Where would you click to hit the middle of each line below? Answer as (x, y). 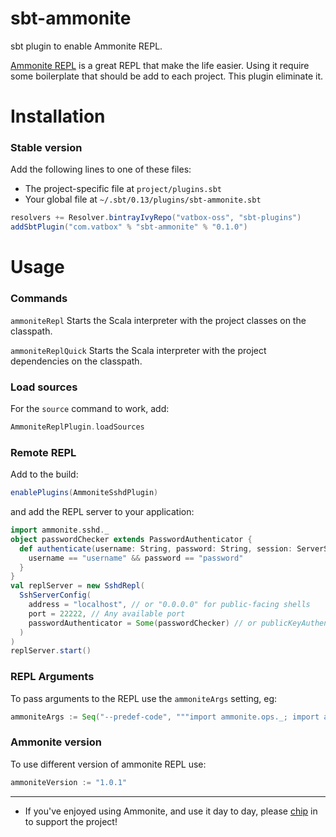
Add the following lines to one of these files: (101, 169)
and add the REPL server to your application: (102, 511)
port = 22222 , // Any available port (107, 613)
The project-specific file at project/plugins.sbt (123, 189)
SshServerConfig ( (55, 595)
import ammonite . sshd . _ (60, 530)
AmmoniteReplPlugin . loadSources (77, 427)
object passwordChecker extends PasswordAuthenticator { (131, 539)
